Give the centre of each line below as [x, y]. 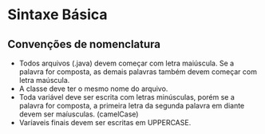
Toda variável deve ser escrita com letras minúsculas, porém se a [127, 97]
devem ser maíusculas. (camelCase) [79, 114]
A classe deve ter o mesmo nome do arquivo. [93, 89]
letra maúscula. [44, 80]
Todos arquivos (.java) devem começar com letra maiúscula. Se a [127, 63]
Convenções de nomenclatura [84, 44]
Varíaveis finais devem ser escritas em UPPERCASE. [105, 122]
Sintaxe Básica [58, 15]
